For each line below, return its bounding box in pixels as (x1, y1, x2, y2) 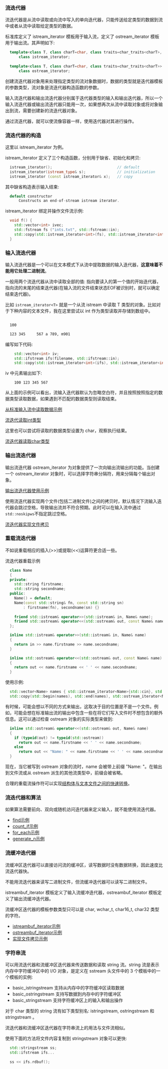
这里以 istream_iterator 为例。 (5, 144, 66, 150)
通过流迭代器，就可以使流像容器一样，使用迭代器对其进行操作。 (5, 118, 136, 124)
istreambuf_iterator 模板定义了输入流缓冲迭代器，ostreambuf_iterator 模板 (5, 889, 157, 895)
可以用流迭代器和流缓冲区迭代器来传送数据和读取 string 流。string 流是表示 (5, 961, 160, 967)
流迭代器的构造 (5, 131, 41, 138)
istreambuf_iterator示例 (12, 923, 61, 929)
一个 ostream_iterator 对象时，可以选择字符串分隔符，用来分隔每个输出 (5, 470, 151, 476)
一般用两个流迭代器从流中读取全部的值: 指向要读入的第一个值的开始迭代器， (5, 278, 161, 284)
